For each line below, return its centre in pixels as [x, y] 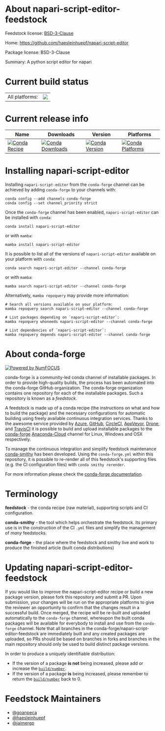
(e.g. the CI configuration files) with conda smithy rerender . [65, 464]
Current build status [47, 82]
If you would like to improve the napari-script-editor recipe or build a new [79, 592]
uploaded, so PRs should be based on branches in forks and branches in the [82, 639]
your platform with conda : [30, 259]
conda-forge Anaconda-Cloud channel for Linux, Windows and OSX [74, 434]
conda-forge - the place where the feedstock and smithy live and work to [80, 542]
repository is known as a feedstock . [41, 398]
